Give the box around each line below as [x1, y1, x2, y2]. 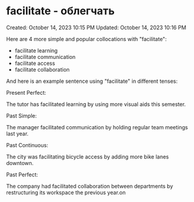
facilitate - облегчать [6, 4, 115, 18]
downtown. [6, 159, 34, 166]
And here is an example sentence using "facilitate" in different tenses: [6, 77, 178, 85]
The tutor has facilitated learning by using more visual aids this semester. [6, 100, 186, 108]
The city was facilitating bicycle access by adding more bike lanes [6, 153, 169, 160]
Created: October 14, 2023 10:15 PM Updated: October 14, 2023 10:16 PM [6, 24, 187, 31]
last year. [6, 130, 29, 137]
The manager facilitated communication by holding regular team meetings [6, 123, 188, 130]
